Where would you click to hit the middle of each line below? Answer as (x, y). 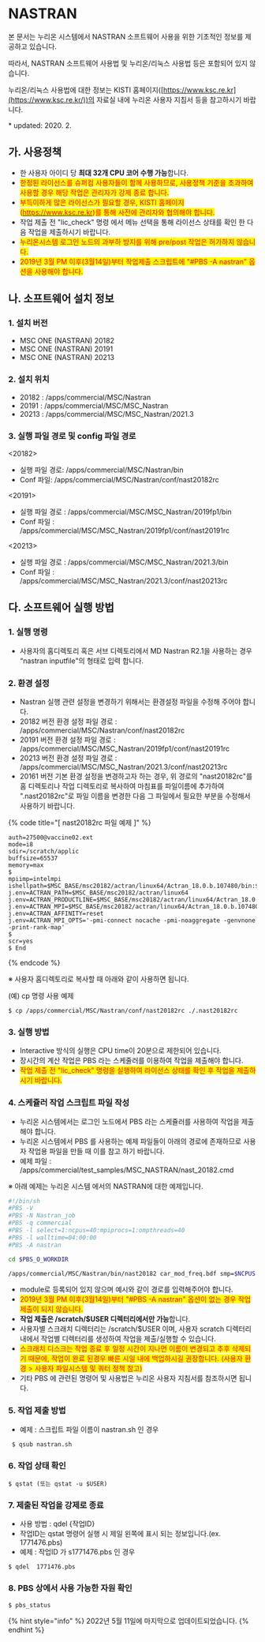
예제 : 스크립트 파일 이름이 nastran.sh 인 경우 (89, 1429)
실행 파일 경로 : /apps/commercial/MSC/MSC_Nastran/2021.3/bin (124, 562)
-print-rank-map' (37, 928)
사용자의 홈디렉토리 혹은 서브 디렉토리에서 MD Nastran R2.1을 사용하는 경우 (136, 650)
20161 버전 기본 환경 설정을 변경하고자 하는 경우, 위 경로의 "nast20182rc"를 (136, 776)
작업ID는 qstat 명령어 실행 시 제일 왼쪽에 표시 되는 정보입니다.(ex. (120, 1534)
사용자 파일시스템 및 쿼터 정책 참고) (88, 1368)
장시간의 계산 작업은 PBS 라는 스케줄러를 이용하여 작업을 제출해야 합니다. (131, 1061)
